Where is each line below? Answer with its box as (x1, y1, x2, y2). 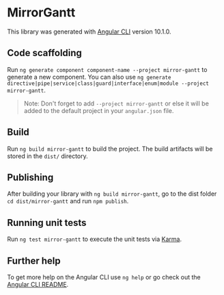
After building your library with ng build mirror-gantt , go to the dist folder (7, 190, 217, 198)
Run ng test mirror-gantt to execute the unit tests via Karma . (7, 235, 182, 244)
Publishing (7, 171, 54, 183)
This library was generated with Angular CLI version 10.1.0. (7, 27, 171, 36)
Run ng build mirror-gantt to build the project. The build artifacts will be (7, 144, 213, 153)
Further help (7, 255, 61, 266)
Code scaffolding (7, 47, 82, 59)
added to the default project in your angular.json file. (23, 106, 174, 114)
